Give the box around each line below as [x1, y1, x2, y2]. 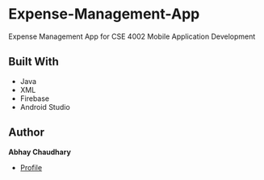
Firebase [19, 94, 50, 103]
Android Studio [19, 102, 70, 111]
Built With [8, 55, 59, 69]
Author [8, 126, 44, 140]
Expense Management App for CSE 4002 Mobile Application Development [8, 31, 256, 41]
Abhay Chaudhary [8, 147, 71, 157]
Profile [19, 162, 43, 172]
